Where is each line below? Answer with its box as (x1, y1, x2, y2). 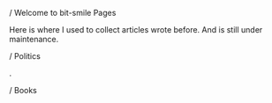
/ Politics (9, 51, 42, 61)
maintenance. (9, 34, 59, 44)
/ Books (9, 85, 38, 95)
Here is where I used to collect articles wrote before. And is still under (9, 25, 263, 34)
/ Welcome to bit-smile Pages (9, 8, 117, 18)
